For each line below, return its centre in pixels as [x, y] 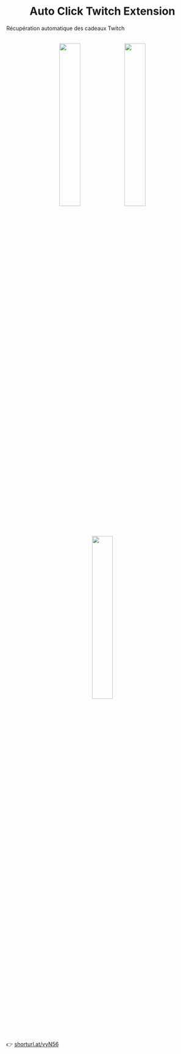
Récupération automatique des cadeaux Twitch [66, 28]
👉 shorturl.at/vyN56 [33, 1044]
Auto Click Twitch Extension [102, 11]
